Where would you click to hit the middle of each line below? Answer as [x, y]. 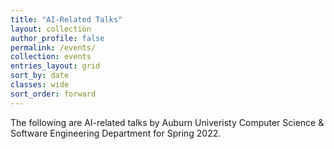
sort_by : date [40, 76]
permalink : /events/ [53, 47]
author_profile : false [57, 38]
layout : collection [51, 29]
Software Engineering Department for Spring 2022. [116, 133]
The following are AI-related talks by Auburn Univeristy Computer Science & [167, 122]
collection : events [51, 57]
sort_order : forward [53, 94]
